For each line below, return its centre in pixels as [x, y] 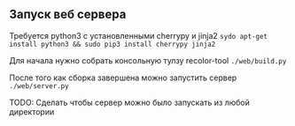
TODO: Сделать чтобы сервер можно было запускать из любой [130, 102]
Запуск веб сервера [68, 15]
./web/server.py [39, 86]
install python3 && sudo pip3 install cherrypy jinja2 [113, 44]
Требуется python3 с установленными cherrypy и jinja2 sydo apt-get [139, 35]
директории [32, 111]
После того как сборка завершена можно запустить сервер [123, 78]
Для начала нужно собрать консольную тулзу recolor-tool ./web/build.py [148, 60]
